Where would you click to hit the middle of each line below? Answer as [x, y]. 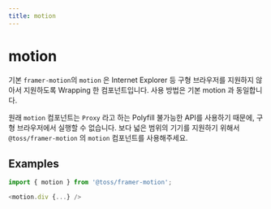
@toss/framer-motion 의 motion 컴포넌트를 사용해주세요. [98, 137]
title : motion [32, 16]
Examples [34, 163]
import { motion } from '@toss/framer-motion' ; [90, 183]
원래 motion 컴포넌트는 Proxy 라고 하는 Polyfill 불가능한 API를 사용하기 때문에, [131, 117]
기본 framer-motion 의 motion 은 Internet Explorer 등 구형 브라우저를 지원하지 [131, 80]
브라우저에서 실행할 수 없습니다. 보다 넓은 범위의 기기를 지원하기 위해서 [128, 128]
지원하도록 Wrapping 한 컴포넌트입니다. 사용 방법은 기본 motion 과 [129, 89]
